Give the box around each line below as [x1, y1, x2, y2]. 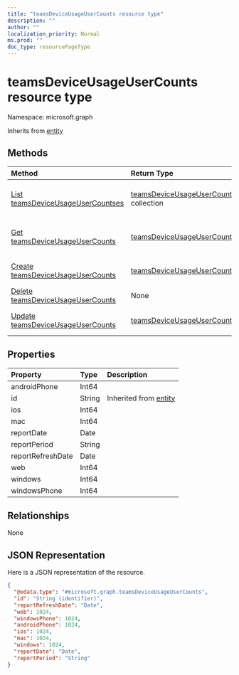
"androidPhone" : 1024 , [14, 622, 81, 629]
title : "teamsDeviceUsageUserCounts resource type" [7, 10, 164, 18]
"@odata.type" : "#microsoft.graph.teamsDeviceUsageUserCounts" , [14, 588, 208, 596]
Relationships [7, 509, 70, 521]
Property [11, 369, 42, 379]
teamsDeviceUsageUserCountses [11, 198, 124, 208]
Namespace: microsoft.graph [7, 112, 93, 121]
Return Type [130, 168, 174, 178]
